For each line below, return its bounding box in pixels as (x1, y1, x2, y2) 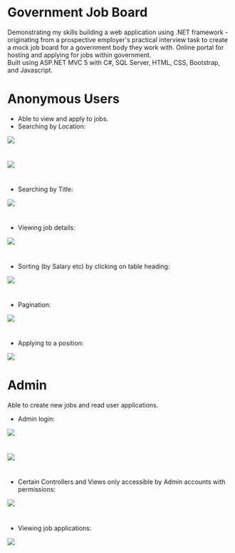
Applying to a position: (17, 339, 84, 347)
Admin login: (17, 415, 55, 423)
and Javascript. (7, 66, 53, 74)
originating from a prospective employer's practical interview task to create (7, 35, 228, 44)
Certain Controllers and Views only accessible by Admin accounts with (17, 477, 226, 486)
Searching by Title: (17, 185, 73, 193)
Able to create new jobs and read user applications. (7, 400, 159, 409)
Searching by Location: (17, 122, 86, 131)
